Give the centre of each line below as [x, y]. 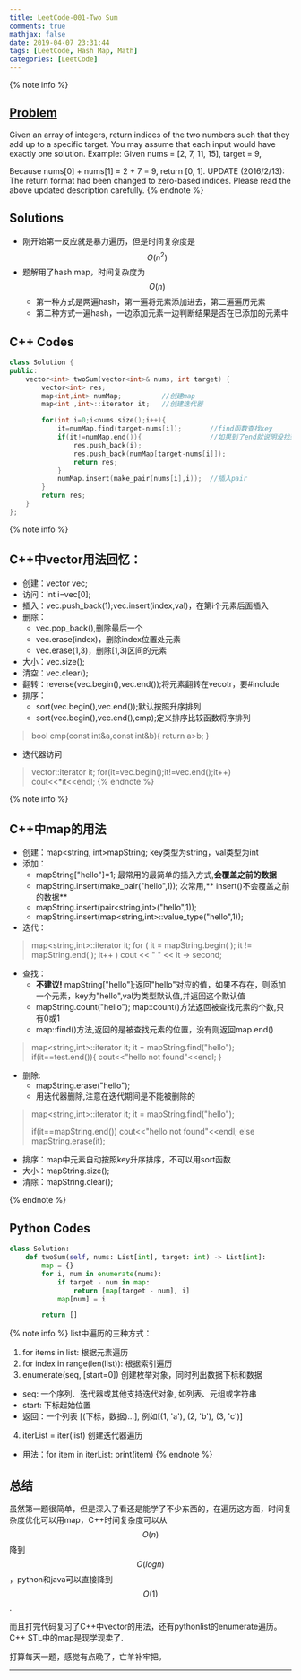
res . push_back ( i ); [107, 445]
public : [24, 370]
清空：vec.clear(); [55, 673]
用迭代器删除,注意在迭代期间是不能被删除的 [115, 1096]
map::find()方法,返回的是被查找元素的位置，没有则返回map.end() [155, 1030]
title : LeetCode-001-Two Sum [64, 17]
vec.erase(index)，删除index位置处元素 [108, 639]
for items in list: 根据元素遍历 [75, 1353]
